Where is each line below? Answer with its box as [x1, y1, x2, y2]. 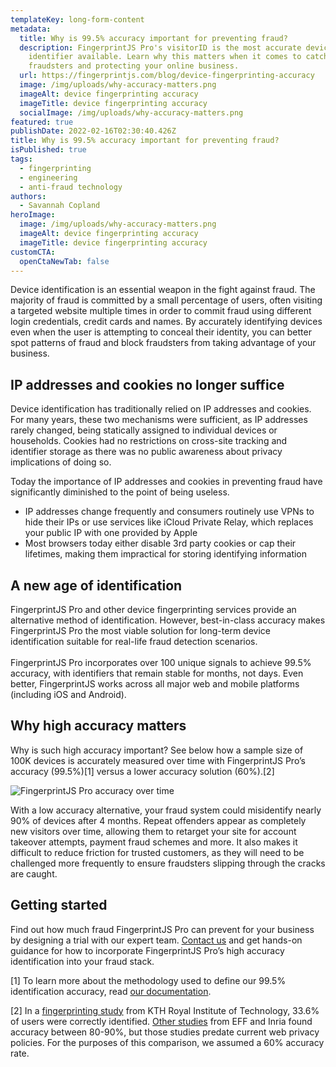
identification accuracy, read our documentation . [10, 985, 212, 997]
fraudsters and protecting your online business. [28, 61, 240, 71]
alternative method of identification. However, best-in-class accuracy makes [10, 614, 326, 626]
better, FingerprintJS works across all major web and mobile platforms [10, 678, 300, 690]
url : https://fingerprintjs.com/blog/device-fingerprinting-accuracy [19, 71, 315, 81]
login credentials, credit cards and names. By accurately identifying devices [10, 316, 323, 328]
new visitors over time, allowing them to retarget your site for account [10, 825, 297, 837]
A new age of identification [10, 577, 183, 594]
